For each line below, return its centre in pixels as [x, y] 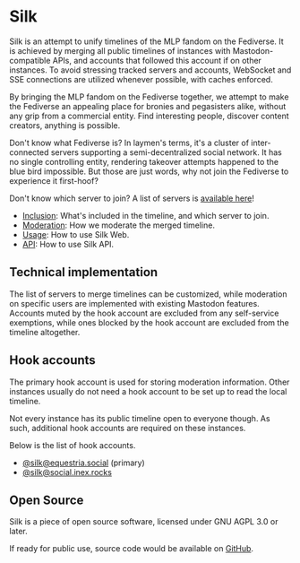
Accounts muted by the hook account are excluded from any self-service [144, 313]
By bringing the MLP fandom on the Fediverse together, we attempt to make [149, 97]
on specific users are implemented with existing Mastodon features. [134, 303]
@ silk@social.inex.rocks [67, 472]
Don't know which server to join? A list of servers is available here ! [132, 198]
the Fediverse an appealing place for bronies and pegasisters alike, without [148, 106]
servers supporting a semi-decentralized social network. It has [166, 152]
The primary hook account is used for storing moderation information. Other [150, 382]
